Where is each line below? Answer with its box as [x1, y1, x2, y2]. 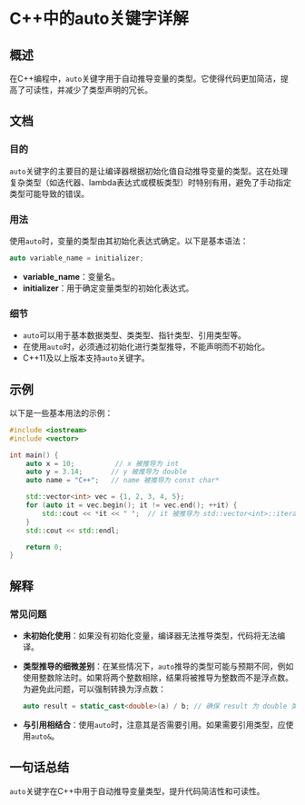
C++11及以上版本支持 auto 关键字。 [22, 353, 150, 363]
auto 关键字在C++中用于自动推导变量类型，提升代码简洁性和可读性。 [9, 785, 265, 796]
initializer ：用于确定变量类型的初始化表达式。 [22, 283, 194, 293]
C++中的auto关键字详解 [9, 8, 189, 29]
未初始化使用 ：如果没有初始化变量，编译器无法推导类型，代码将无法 [22, 631, 278, 641]
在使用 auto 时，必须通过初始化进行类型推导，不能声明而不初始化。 [22, 342, 271, 353]
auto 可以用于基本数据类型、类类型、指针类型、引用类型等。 [22, 330, 247, 341]
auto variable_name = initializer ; [9, 253, 144, 263]
